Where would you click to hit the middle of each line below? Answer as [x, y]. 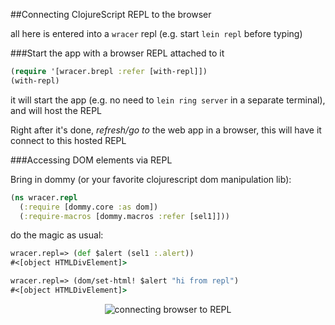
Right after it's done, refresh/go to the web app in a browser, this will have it [166, 130]
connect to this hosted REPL [68, 140]
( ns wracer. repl [44, 197]
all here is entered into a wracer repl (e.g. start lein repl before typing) [156, 33]
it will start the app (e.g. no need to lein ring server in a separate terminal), [168, 100]
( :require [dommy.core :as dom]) [89, 207]
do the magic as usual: [57, 235]
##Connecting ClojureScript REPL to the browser [111, 14]
